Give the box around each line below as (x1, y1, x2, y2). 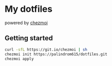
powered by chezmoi (4, 20, 48, 26)
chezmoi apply (4, 56, 34, 61)
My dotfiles (4, 3, 53, 15)
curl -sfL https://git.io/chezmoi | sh (4, 47, 88, 52)
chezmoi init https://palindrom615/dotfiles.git (4, 52, 108, 57)
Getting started (4, 34, 53, 42)
